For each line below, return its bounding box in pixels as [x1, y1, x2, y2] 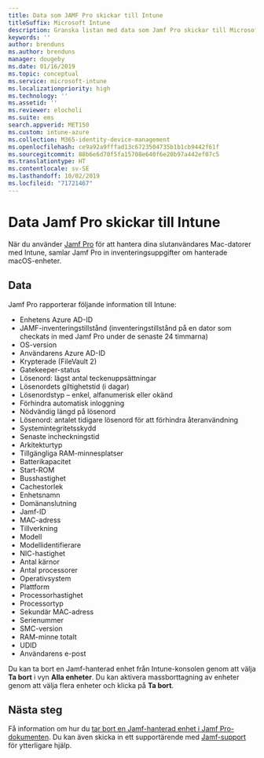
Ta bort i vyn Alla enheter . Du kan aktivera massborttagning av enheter [8, 672, 240, 682]
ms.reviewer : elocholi [8, 107, 82, 115]
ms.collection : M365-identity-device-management [8, 135, 170, 144]
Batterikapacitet [19, 456, 71, 466]
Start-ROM [19, 465, 55, 474]
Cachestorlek [19, 482, 64, 491]
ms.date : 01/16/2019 [8, 63, 76, 71]
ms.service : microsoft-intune [8, 77, 108, 85]
